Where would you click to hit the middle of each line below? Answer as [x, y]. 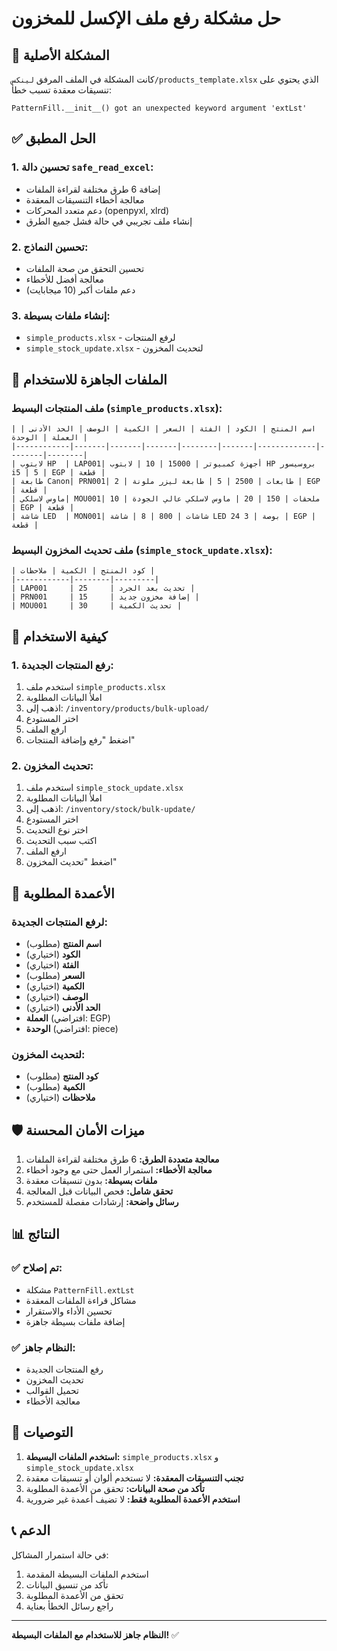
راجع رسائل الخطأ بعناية [69, 1606]
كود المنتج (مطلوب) [62, 1076]
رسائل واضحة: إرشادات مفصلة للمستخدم [102, 1202]
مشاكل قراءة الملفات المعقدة [81, 1300]
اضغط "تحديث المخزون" [71, 862]
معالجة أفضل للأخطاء [64, 279]
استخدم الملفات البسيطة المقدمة [87, 1574]
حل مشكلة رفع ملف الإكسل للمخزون [146, 18]
